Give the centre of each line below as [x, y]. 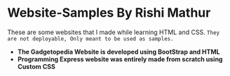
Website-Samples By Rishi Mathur [109, 13]
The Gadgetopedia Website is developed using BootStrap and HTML [119, 52]
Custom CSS [36, 66]
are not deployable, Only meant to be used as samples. [90, 39]
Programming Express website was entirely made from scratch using [120, 59]
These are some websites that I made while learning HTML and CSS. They [113, 32]
